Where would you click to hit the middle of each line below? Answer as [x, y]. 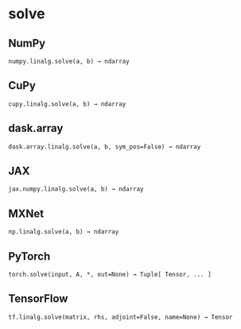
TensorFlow [38, 299]
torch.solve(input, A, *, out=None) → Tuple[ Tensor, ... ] [110, 275]
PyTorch [29, 256]
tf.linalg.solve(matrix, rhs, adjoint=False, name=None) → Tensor [120, 317]
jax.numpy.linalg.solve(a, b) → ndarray [76, 189]
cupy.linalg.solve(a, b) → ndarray [67, 104]
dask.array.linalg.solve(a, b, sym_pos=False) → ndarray [105, 147]
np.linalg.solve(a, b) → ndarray [64, 232]
